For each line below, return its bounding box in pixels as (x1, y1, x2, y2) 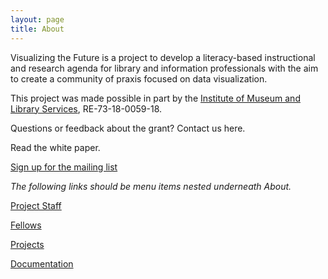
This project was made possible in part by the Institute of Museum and (10, 92, 301, 104)
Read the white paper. (10, 141, 101, 153)
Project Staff (10, 199, 62, 211)
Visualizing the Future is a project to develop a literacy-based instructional (10, 51, 316, 63)
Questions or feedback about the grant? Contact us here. (10, 122, 246, 134)
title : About (10, 24, 65, 34)
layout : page (10, 14, 65, 25)
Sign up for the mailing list (10, 161, 118, 173)
